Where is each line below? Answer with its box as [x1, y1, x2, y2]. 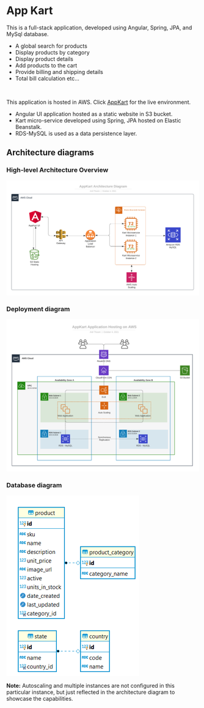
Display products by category [15, 48, 90, 56]
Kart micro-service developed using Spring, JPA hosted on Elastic [15, 117, 181, 124]
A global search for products [15, 42, 87, 50]
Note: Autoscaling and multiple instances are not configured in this [6, 682, 175, 689]
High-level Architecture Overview [6, 166, 109, 174]
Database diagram [6, 481, 62, 490]
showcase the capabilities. [6, 695, 73, 702]
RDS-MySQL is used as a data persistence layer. [15, 130, 137, 137]
